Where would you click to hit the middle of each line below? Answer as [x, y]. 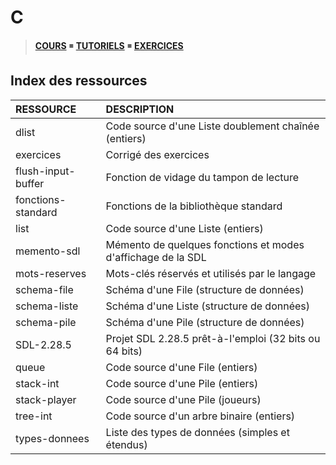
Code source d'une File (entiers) [181, 367]
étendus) [126, 444]
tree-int [34, 416]
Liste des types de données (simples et [197, 432]
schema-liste [47, 306]
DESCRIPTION [140, 109]
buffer [30, 183]
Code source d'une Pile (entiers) [182, 383]
